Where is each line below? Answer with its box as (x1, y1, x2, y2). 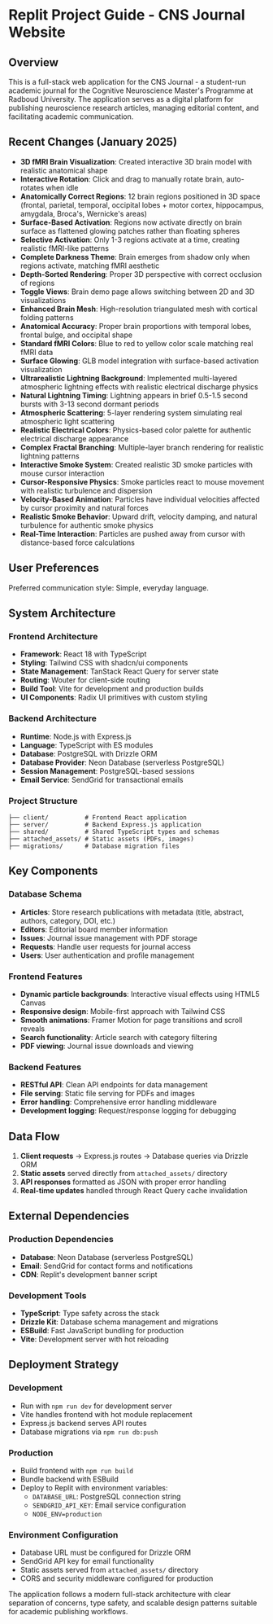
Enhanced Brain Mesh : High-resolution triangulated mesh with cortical (19, 304, 258, 314)
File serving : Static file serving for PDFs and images (19, 1089, 195, 1099)
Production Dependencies (8, 1234, 114, 1245)
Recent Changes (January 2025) (8, 135, 177, 149)
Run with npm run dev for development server (19, 1401, 172, 1411)
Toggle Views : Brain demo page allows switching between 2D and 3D (19, 287, 255, 296)
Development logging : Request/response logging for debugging (19, 1106, 237, 1116)
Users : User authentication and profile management (19, 950, 195, 960)
